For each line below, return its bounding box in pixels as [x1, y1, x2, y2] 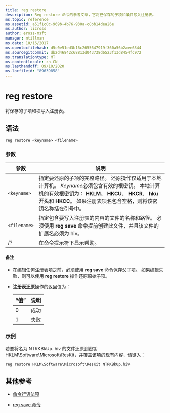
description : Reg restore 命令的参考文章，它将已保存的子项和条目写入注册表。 [5, 12, 156, 17]
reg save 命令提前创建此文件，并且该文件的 [55, 222, 159, 230]
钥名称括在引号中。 [38, 205, 84, 212]
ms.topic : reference [5, 17, 49, 22]
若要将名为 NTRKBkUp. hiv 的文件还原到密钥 [5, 345, 98, 351]
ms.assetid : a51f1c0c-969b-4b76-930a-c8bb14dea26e [5, 21, 114, 27]
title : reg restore [5, 7, 47, 13]
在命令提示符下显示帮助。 [38, 239, 100, 246]
